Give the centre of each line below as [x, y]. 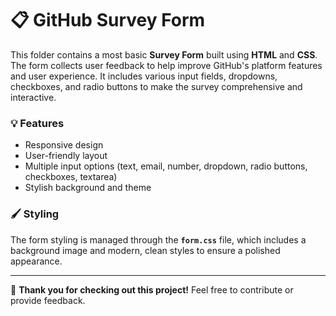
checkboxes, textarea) [71, 177]
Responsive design [64, 145]
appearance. [36, 261]
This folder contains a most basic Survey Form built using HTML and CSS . [164, 54]
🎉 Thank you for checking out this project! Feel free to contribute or [152, 289]
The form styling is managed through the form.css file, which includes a [158, 239]
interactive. [33, 97]
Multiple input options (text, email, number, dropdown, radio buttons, [166, 166]
